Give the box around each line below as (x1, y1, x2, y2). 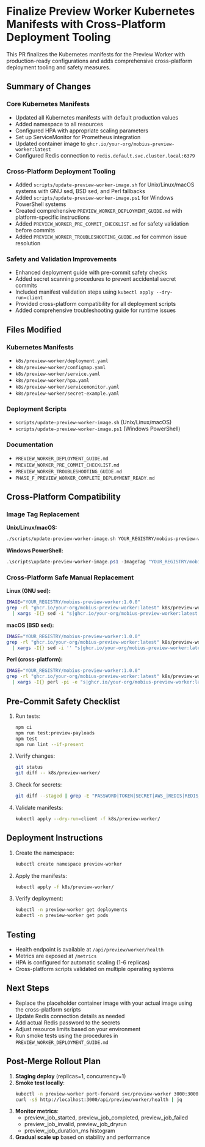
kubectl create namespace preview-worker (15, 861, 123, 867)
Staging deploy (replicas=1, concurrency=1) (15, 1072, 126, 1080)
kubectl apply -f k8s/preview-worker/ (15, 884, 114, 890)
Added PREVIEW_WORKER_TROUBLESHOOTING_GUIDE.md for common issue (15, 233, 187, 240)
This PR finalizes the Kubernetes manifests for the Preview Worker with (6, 50, 185, 58)
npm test (15, 736, 38, 742)
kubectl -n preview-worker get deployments (15, 907, 128, 913)
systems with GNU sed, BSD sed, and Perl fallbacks (15, 187, 145, 194)
